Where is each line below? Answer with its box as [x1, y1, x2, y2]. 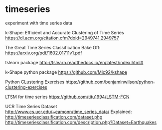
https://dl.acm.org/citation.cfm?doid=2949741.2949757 [5, 35, 120, 41]
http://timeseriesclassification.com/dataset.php [5, 114, 103, 120]
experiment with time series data [5, 20, 72, 26]
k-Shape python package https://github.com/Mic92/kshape [5, 69, 128, 75]
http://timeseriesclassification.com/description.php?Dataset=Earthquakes [5, 119, 157, 125]
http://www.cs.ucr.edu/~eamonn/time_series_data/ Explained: [5, 109, 132, 115]
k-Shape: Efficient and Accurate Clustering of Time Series [5, 29, 124, 35]
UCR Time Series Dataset [5, 103, 57, 109]
